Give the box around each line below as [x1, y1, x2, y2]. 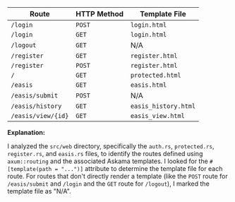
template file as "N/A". [7, 187, 72, 195]
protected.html [130, 71, 181, 79]
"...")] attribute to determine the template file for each [61, 165, 223, 172]
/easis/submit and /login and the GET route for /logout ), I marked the [7, 179, 210, 188]
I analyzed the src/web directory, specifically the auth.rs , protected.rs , [7, 142, 215, 150]
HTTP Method [75, 9, 124, 18]
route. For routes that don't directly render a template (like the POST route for [7, 172, 228, 180]
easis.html [130, 81, 167, 89]
